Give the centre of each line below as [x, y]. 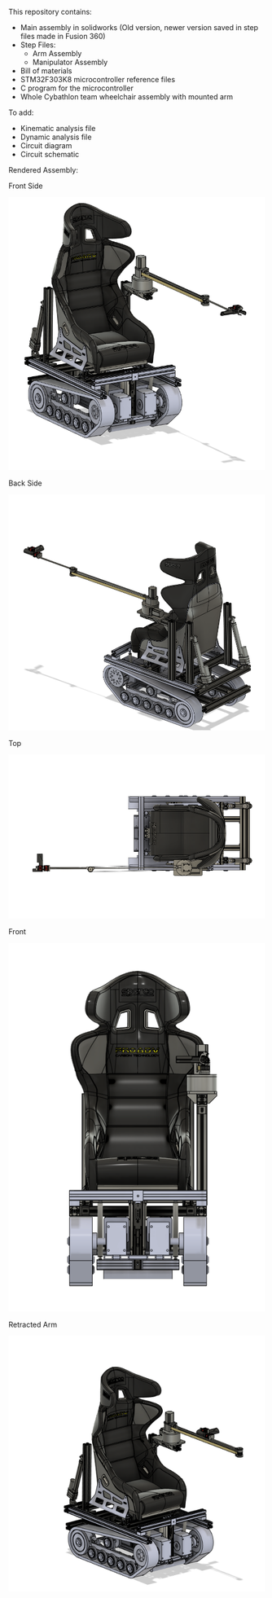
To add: [21, 112]
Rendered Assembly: [44, 170]
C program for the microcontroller [77, 88]
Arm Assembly [57, 53]
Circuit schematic [50, 154]
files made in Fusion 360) [63, 36]
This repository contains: [50, 12]
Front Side [26, 186]
